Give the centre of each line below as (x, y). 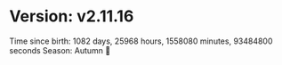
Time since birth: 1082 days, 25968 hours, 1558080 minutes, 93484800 (141, 41)
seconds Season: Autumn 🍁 (60, 50)
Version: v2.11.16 (72, 16)
